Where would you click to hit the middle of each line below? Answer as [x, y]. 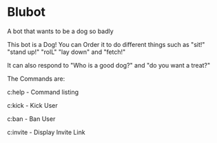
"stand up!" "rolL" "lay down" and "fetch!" [66, 52]
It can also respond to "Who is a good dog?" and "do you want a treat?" [109, 65]
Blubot [27, 12]
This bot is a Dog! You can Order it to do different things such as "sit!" [106, 44]
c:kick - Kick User [32, 105]
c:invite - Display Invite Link [46, 132]
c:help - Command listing [43, 92]
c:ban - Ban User [31, 119]
